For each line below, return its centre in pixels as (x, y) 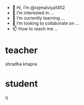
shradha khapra (21, 64)
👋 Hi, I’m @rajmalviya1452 (39, 8)
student (21, 84)
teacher (21, 50)
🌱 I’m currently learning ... (39, 18)
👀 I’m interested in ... (33, 13)
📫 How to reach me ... (35, 29)
